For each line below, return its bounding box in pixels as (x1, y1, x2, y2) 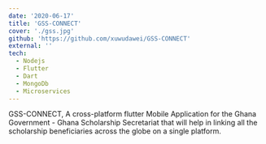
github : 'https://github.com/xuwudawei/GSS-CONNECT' (8, 34, 191, 43)
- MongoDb (15, 79, 49, 87)
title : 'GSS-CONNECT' (8, 19, 82, 28)
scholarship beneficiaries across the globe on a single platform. (8, 126, 221, 136)
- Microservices (15, 87, 71, 95)
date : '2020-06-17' (8, 11, 75, 20)
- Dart (15, 72, 38, 80)
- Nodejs (15, 57, 46, 66)
